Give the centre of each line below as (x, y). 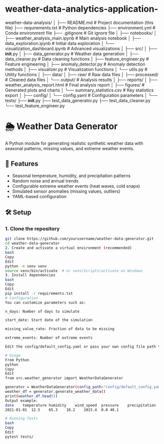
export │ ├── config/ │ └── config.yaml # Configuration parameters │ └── (81, 95)
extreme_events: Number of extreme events (49, 338)
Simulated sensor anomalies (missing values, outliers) (66, 191)
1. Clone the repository (32, 229)
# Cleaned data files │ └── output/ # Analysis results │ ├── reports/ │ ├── (81, 80)
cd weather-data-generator (32, 244)
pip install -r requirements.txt (39, 293)
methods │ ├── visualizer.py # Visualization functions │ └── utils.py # (76, 69)
